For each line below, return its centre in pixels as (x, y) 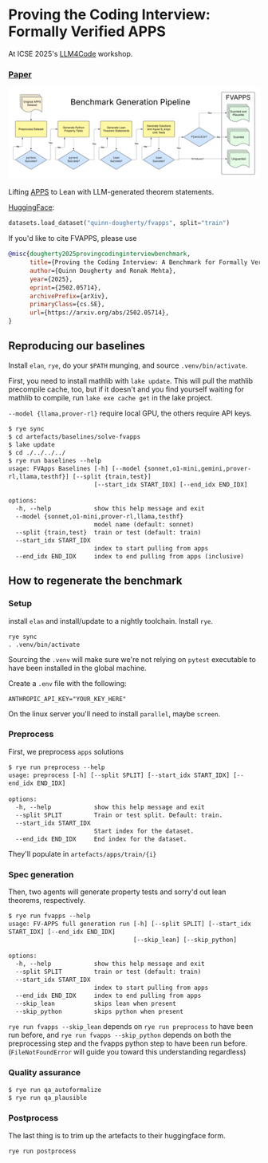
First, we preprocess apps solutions (66, 751)
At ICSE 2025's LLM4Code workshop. (71, 53)
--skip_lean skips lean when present (96, 1004)
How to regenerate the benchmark (95, 581)
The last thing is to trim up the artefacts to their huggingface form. (117, 1135)
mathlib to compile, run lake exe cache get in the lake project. (110, 397)
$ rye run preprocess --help (57, 767)
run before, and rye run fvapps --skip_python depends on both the (120, 1035)
